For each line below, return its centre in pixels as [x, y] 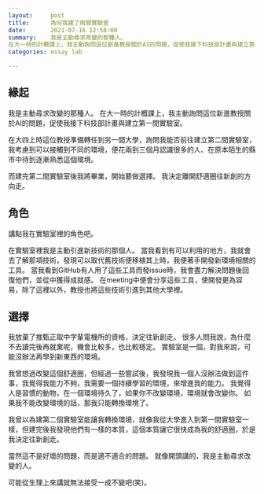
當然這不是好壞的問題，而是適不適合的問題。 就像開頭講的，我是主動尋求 [126, 456]
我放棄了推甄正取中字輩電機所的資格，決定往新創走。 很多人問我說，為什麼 [130, 337]
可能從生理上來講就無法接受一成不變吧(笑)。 [80, 483]
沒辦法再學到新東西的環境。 [59, 357]
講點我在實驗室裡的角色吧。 [53, 234]
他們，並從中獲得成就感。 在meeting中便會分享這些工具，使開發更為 [125, 279]
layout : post [37, 15]
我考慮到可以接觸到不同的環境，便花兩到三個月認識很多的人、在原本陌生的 [128, 149]
